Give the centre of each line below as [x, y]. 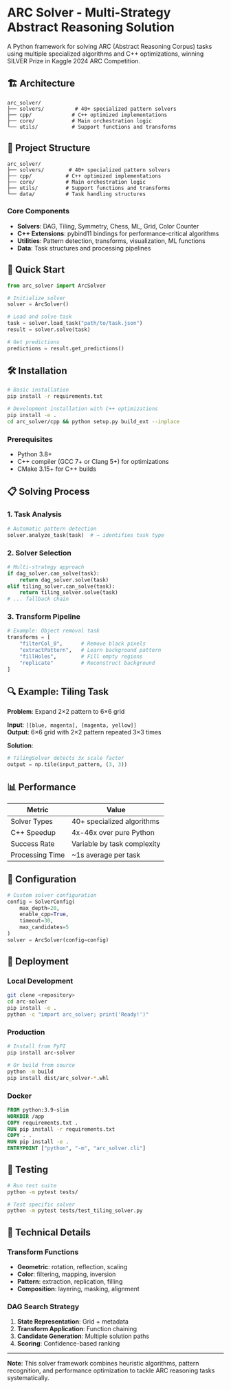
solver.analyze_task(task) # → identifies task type [86, 535]
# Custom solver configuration [52, 895]
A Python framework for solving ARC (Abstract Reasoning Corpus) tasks [110, 46]
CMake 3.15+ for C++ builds [57, 469]
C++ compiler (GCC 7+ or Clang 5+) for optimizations [93, 462]
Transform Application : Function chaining [77, 1329]
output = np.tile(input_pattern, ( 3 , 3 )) [67, 765]
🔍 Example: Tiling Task [58, 691]
